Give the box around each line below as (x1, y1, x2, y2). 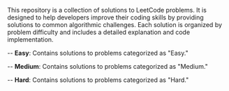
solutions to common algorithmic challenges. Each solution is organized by (7, 21, 222, 28)
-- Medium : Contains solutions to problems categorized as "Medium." (7, 63, 208, 70)
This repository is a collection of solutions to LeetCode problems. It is (7, 6, 207, 14)
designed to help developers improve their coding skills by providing (7, 13, 204, 22)
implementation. (7, 35, 54, 44)
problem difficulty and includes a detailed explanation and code (7, 28, 191, 36)
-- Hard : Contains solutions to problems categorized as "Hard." (7, 76, 189, 84)
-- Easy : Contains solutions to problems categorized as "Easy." (7, 49, 189, 57)
